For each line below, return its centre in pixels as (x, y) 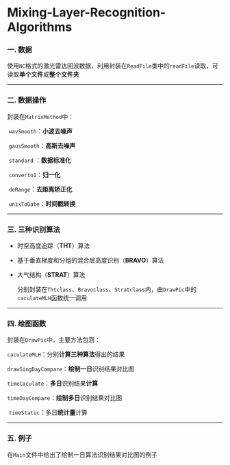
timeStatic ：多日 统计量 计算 (48, 412)
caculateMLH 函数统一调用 (52, 298)
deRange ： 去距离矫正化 (41, 189)
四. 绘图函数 (27, 324)
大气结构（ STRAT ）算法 (51, 275)
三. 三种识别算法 (34, 229)
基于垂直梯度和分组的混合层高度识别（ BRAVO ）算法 (90, 261)
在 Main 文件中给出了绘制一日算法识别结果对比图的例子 (82, 454)
